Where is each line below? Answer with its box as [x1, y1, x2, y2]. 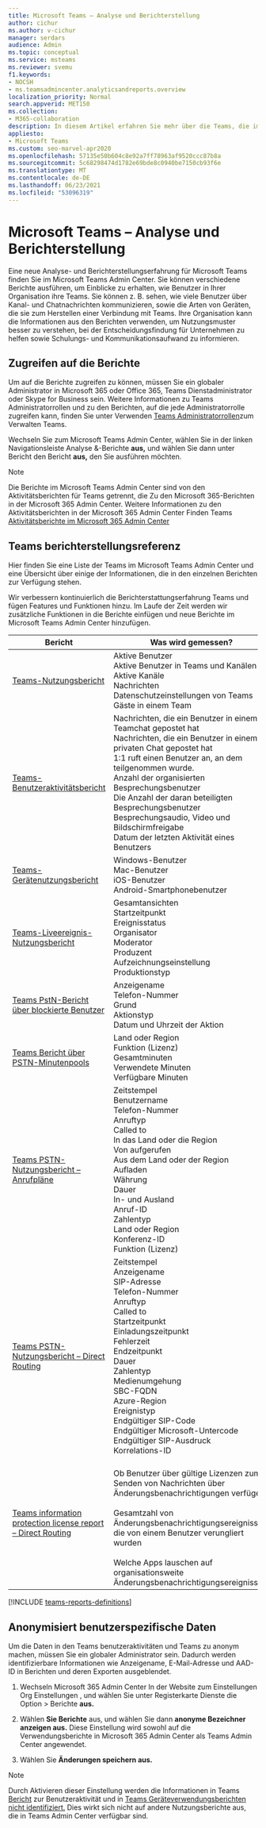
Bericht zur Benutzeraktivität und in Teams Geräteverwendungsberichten [8, 1795, 247, 1803]
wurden [113, 1537, 142, 1549]
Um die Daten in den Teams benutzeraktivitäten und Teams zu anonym [8, 1641, 240, 1651]
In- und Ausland [113, 1194, 174, 1205]
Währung [113, 1174, 148, 1185]
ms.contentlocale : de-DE [8, 174, 90, 183]
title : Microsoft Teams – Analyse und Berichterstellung [8, 11, 200, 20]
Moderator [113, 937, 153, 949]
